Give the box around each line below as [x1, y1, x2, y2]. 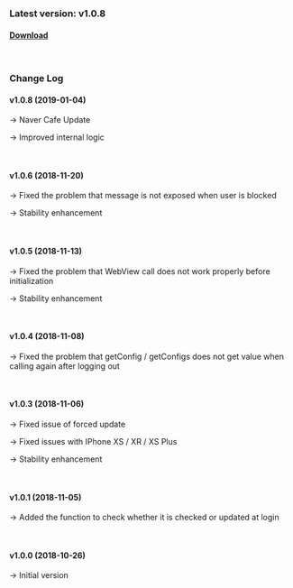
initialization [9, 275, 54, 286]
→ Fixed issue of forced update [9, 418, 126, 430]
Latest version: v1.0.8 [9, 7, 106, 20]
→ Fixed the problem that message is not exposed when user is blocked [9, 190, 277, 201]
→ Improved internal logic [9, 132, 105, 142]
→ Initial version [9, 570, 69, 581]
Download [9, 30, 49, 41]
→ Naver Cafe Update [9, 115, 91, 125]
